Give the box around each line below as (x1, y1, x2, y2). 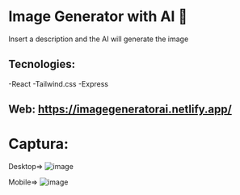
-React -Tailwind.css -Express (8, 78, 109, 88)
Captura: (8, 135, 69, 153)
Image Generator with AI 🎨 (8, 7, 188, 26)
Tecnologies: (8, 57, 76, 71)
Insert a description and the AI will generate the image (8, 34, 189, 44)
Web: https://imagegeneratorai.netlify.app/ (8, 103, 232, 117)
